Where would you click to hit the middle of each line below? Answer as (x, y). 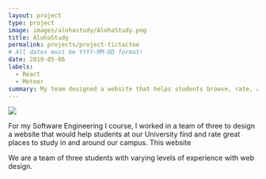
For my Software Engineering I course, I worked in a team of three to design (132, 126)
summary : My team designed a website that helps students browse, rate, (131, 89)
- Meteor (30, 81)
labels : (21, 67)
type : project (32, 23)
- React (28, 74)
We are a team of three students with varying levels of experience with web (131, 158)
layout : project (35, 15)
